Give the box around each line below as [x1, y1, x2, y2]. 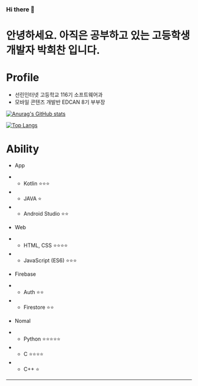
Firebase [14, 270, 37, 278]
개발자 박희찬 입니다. [6, 44, 100, 57]
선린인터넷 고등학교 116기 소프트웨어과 [14, 91, 103, 98]
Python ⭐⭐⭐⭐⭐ [23, 335, 61, 342]
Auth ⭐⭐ [23, 288, 44, 295]
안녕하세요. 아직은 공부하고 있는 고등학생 [6, 29, 190, 42]
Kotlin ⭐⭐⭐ [23, 180, 50, 187]
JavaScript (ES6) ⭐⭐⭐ [23, 256, 77, 264]
